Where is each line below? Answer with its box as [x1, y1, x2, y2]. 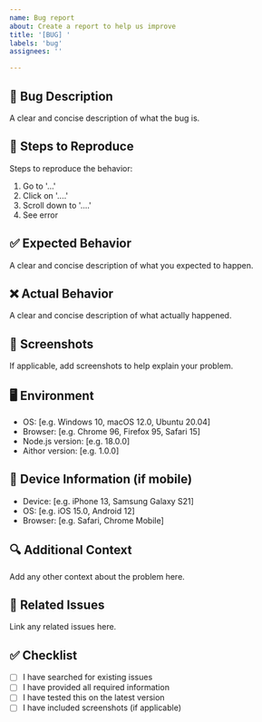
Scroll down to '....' [22, 200, 92, 210]
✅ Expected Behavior [9, 236, 132, 251]
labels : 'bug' [9, 38, 63, 48]
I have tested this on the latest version [22, 692, 165, 703]
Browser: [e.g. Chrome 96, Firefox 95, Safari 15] [22, 426, 201, 436]
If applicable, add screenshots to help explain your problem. [9, 360, 234, 372]
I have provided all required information [22, 682, 170, 693]
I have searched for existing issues [22, 672, 153, 683]
